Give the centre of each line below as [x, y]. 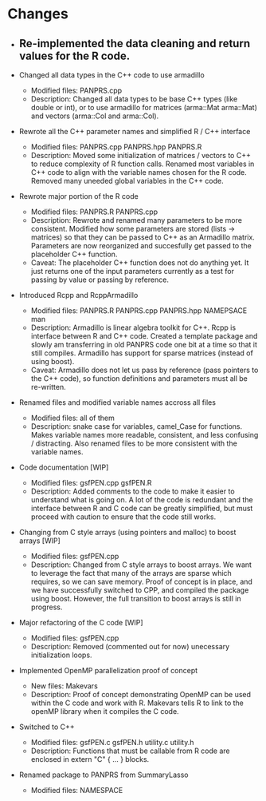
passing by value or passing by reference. [100, 280]
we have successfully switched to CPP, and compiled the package [140, 590]
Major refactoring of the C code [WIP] [81, 623]
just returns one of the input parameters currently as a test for [132, 271]
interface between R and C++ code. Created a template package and [144, 336]
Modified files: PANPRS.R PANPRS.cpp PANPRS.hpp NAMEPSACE [139, 311]
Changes [38, 14]
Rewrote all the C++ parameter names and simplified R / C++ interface [135, 131]
